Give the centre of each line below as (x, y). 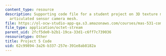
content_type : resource (30, 9)
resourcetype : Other (26, 37)
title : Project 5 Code (28, 41)
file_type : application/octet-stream (44, 28)
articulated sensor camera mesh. (44, 19)
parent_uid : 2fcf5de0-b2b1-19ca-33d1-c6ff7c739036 (58, 32)
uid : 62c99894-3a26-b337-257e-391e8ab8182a (51, 46)
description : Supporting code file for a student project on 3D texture (82, 14)
